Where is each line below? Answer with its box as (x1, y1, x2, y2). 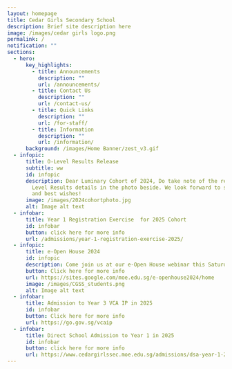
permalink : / (7, 36, 45, 43)
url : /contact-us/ (37, 100, 91, 107)
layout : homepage (7, 10, 57, 17)
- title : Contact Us (32, 87, 91, 94)
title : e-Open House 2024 (25, 249, 100, 255)
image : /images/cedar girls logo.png (7, 29, 116, 37)
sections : (7, 49, 36, 56)
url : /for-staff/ (37, 119, 88, 127)
